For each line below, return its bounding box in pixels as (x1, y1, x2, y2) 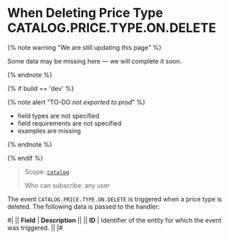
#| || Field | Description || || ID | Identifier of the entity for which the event (7, 216, 222, 224)
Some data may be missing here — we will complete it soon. (7, 56, 182, 65)
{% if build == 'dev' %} (7, 84, 74, 92)
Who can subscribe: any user (24, 181, 111, 190)
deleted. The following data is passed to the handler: (7, 202, 160, 211)
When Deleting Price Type (7, 5, 163, 21)
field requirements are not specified (17, 118, 122, 128)
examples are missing (17, 126, 81, 135)
